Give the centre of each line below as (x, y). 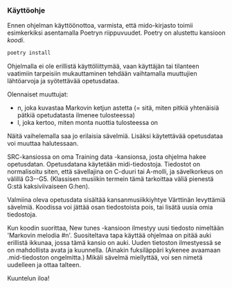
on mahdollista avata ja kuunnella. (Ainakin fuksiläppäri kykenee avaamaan (114, 250)
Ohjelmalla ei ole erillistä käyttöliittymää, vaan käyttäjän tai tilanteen (103, 66)
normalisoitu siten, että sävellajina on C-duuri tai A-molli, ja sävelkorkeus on (115, 171)
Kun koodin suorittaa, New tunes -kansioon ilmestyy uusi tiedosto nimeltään (116, 228)
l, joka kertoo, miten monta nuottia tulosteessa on (87, 123)
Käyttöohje (26, 10)
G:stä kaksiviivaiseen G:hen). (48, 187)
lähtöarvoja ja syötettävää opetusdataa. (63, 81)
